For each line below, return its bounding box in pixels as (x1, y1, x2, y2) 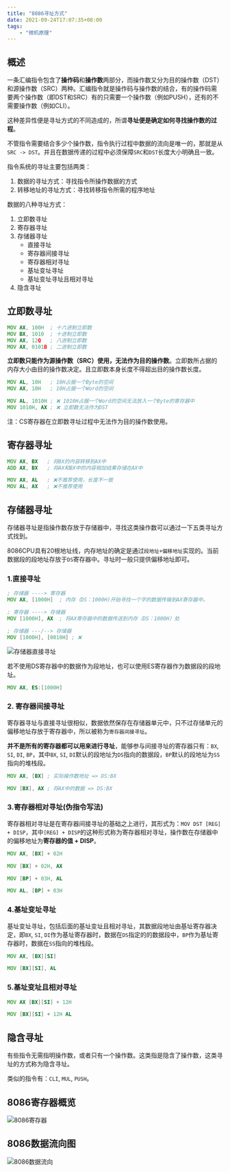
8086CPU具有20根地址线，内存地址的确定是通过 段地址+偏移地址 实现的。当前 (7, 547, 219, 555)
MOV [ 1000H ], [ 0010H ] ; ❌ (7, 634, 82, 641)
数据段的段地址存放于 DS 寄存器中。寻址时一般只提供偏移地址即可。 (7, 555, 194, 563)
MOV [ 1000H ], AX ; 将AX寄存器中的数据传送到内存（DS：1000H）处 (7, 615, 180, 622)
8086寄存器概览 (7, 1096, 77, 1108)
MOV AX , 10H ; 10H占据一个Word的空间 (7, 385, 114, 392)
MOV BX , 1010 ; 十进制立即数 (7, 330, 87, 337)
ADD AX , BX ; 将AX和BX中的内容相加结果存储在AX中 (7, 464, 143, 471)
